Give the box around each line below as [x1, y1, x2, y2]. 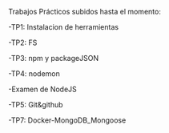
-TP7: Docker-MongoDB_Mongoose [8, 115, 127, 125]
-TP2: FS [8, 38, 38, 47]
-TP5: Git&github [8, 100, 63, 109]
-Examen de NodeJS [8, 84, 78, 94]
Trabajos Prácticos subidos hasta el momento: [8, 7, 162, 16]
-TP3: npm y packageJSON [8, 54, 99, 62]
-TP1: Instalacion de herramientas [8, 22, 119, 31]
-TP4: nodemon [8, 69, 60, 79]
